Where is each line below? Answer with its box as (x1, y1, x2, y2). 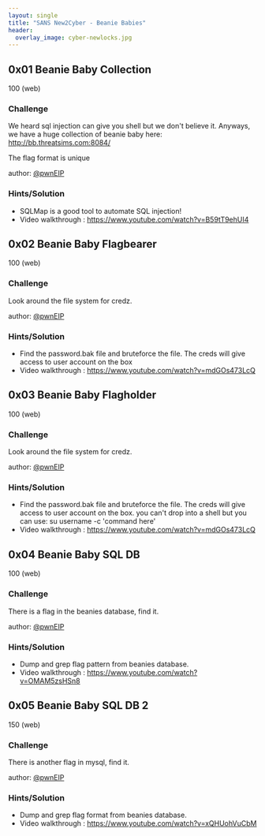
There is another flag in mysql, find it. (8, 757, 130, 767)
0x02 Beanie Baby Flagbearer (8, 237, 158, 251)
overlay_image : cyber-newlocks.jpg (15, 33, 132, 42)
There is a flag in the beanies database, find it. (8, 606, 159, 616)
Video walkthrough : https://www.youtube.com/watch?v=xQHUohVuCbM (19, 819, 257, 828)
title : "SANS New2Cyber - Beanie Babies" (8, 19, 147, 27)
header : (8, 26, 34, 34)
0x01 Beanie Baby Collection (8, 62, 152, 76)
